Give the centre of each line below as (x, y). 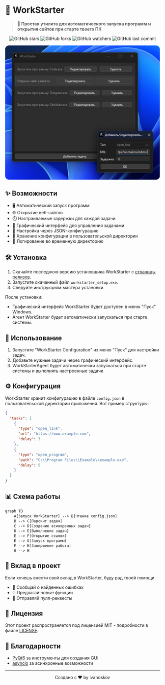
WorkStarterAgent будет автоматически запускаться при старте (79, 365)
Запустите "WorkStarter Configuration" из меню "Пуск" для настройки (85, 349)
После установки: (24, 297)
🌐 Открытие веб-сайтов (37, 213)
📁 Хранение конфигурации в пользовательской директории (75, 236)
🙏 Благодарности (33, 646)
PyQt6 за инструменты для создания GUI (55, 658)
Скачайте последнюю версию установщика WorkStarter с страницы (84, 272)
